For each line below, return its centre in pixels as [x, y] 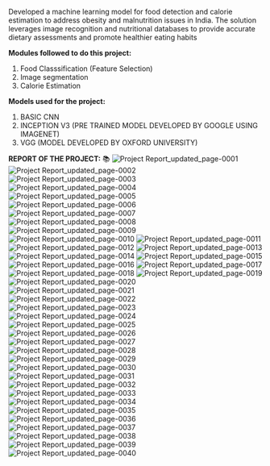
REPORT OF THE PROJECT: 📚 [59, 159]
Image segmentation [54, 77]
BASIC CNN [39, 117]
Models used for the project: [57, 101]
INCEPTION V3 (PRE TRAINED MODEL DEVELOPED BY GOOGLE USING [139, 125]
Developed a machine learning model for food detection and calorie [120, 12]
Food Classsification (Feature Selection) [86, 69]
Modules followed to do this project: [70, 53]
